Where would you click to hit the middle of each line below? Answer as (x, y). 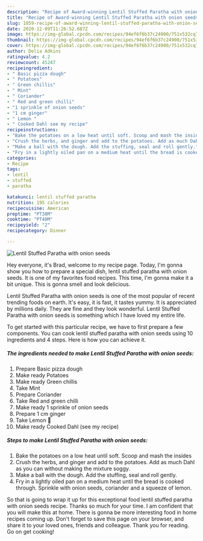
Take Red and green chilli (47, 401)
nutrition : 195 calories (38, 202)
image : (15, 34)
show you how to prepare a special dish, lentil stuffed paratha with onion (97, 271)
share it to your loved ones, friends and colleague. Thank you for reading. (98, 525)
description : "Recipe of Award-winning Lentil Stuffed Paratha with (95, 12)
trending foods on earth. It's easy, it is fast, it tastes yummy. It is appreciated (101, 302)
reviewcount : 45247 (31, 62)
